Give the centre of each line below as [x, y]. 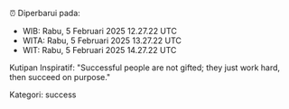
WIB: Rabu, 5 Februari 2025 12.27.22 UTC [100, 31]
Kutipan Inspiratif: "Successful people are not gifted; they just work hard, [145, 68]
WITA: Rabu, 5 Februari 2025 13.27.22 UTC [102, 41]
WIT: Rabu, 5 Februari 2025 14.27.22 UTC [99, 50]
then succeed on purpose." [60, 77]
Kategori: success [43, 95]
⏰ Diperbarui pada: [45, 13]
